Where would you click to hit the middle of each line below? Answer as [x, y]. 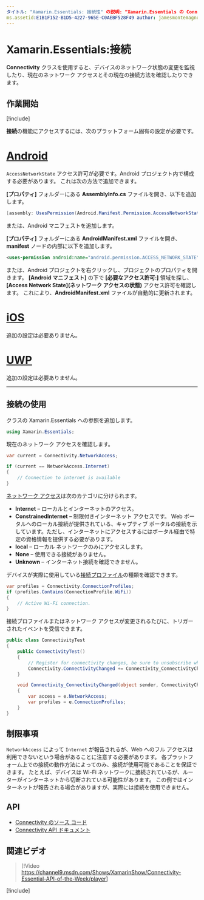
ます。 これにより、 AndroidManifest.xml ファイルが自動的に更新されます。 [101, 293]
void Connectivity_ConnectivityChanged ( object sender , [88, 685]
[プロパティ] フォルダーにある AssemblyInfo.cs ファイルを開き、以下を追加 [101, 194]
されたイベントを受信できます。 [46, 629]
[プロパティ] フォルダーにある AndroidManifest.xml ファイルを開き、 [93, 239]
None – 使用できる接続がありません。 [62, 554]
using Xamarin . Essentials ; [40, 432]
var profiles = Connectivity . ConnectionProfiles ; [70, 586]
